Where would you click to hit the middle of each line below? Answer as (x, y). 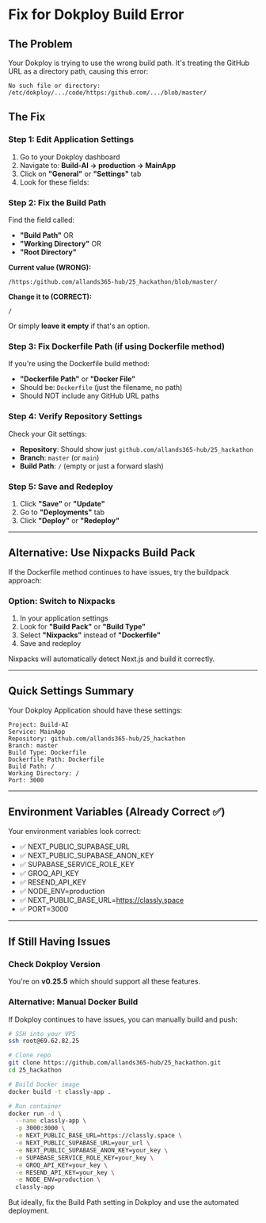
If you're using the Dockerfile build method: (79, 364)
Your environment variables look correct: (74, 831)
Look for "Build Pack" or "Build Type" (83, 626)
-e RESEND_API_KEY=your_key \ (65, 1172)
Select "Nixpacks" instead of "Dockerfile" (90, 635)
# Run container (35, 1106)
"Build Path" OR (46, 235)
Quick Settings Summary (71, 691)
